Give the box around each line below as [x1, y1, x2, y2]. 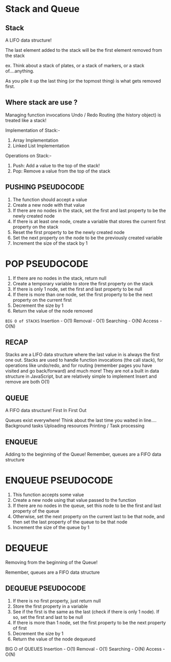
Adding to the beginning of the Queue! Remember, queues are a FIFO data [5, 451, 162, 457]
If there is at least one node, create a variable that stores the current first [12, 218, 166, 224]
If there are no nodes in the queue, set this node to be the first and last [12, 502, 162, 509]
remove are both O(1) [5, 379, 50, 385]
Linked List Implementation [12, 142, 70, 149]
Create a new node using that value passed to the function [12, 497, 136, 503]
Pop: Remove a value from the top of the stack [12, 168, 111, 174]
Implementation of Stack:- [5, 127, 60, 133]
